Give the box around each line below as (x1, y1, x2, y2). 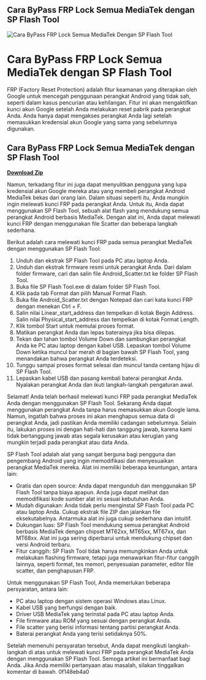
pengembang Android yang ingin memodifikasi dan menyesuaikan (7, 457, 174, 464)
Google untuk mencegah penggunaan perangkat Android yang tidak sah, (7, 92, 191, 100)
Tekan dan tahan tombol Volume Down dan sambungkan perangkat (15, 335, 186, 342)
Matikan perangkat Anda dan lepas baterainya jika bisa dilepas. (15, 328, 176, 336)
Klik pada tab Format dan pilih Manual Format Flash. (15, 289, 148, 297)
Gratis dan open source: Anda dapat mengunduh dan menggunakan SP (15, 482, 197, 489)
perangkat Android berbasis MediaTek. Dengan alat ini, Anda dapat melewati (7, 213, 200, 221)
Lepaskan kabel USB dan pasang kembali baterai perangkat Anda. (15, 374, 183, 382)
